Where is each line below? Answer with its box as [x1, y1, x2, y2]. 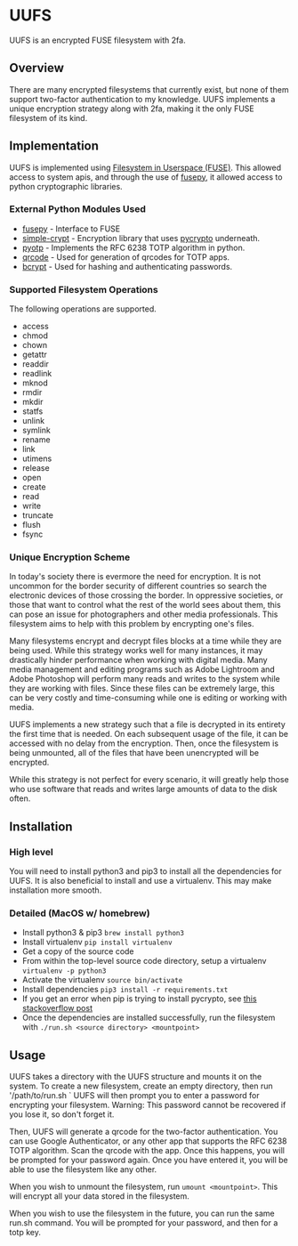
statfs [21, 406, 44, 417]
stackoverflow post [21, 1003, 93, 1014]
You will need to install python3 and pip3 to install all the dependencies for [9, 866, 282, 877]
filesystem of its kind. [9, 112, 88, 123]
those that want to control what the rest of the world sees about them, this [9, 600, 282, 611]
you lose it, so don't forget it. [9, 1109, 115, 1120]
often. [9, 793, 31, 804]
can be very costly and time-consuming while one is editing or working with [9, 692, 287, 703]
